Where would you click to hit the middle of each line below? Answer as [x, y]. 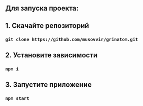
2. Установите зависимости [51, 55]
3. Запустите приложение [49, 85]
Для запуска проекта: [42, 8]
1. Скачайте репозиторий [47, 26]
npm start [17, 99]
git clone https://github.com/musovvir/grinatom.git [72, 39]
